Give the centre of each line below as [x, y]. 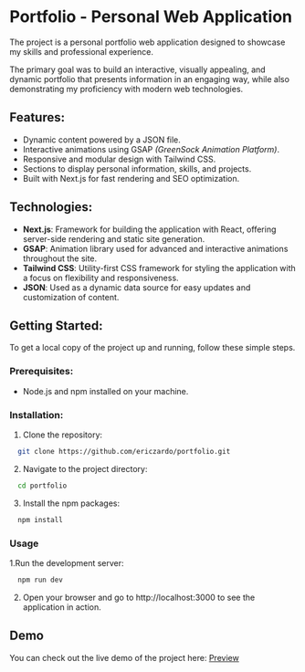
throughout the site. [60, 258]
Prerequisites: [42, 372]
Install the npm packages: [71, 503]
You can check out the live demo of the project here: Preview [124, 657]
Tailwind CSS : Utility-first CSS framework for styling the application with [159, 268]
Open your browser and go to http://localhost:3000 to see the [139, 597]
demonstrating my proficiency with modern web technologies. [126, 89]
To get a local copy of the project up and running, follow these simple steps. [152, 348]
